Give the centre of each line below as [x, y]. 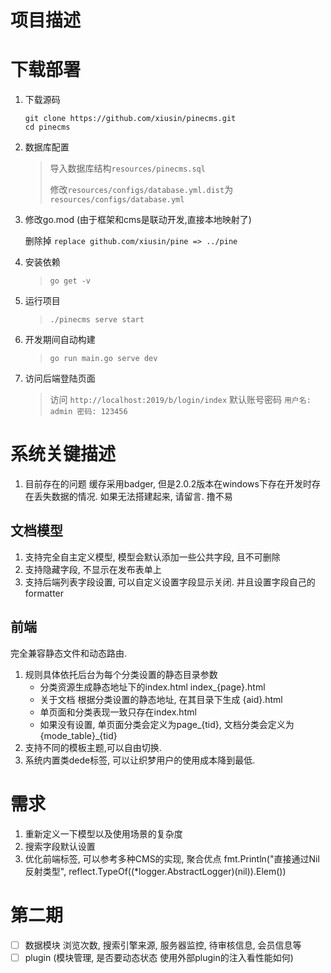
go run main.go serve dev [103, 359]
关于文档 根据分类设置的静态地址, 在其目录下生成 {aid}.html [161, 699]
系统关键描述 [63, 454]
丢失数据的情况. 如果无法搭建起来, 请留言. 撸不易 [133, 497]
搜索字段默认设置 [60, 846]
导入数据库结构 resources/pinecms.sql [127, 168]
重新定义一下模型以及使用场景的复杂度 [103, 833]
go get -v [70, 281]
